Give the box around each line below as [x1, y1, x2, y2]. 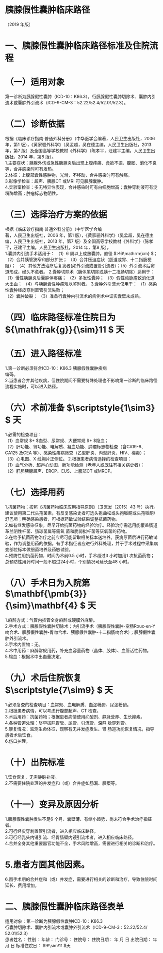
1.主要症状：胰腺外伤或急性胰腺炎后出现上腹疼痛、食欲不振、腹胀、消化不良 [5, 160, 157, 165]
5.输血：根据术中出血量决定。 [5, 653, 64, 660]
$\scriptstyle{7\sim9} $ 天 [5, 685, 113, 696]
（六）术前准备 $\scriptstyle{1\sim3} [5, 403, 155, 414]
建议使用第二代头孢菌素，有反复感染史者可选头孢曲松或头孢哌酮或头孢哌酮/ [5, 510, 156, 516]
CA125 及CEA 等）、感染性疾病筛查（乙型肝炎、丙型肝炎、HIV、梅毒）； [5, 450, 147, 456]
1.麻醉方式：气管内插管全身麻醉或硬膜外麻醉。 [5, 617, 98, 623]
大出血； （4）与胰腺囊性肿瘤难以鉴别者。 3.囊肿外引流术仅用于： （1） [5, 281, 149, 287]
